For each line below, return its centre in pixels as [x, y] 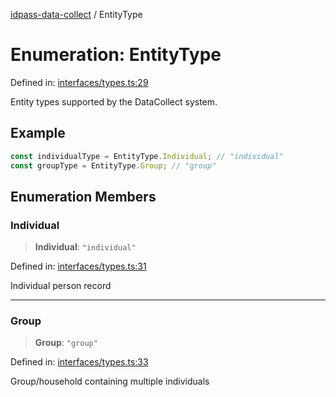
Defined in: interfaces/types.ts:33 [79, 362]
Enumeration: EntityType [116, 55]
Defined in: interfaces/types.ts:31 [78, 266]
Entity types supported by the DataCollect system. [114, 101]
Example [38, 133]
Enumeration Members [83, 196]
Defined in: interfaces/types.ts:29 [79, 82]
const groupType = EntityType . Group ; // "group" [113, 165]
